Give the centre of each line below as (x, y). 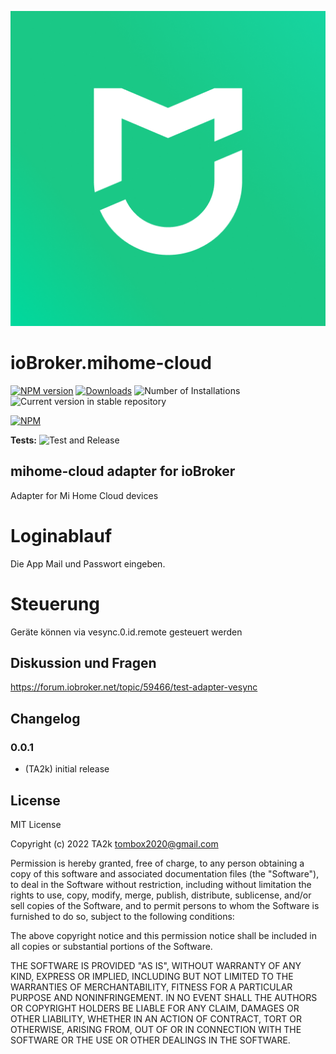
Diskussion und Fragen (83, 663)
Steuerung (55, 603)
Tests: (23, 440)
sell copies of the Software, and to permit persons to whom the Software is (165, 905)
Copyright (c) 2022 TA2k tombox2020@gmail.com (114, 843)
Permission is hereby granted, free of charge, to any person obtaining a (157, 863)
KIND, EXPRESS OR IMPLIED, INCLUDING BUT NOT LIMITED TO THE (152, 976)
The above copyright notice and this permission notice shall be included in (163, 935)
